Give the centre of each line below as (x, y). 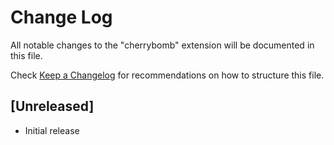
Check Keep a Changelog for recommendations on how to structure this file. (167, 75)
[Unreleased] (52, 106)
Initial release (52, 130)
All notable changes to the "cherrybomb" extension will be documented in (162, 45)
